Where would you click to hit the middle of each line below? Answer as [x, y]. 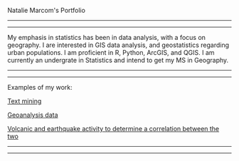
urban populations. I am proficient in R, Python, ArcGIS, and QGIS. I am [111, 52]
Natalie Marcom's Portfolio [46, 10]
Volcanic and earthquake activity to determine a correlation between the [113, 129]
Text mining [25, 101]
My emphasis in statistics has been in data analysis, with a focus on [107, 37]
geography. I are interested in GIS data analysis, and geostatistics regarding [118, 45]
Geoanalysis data [33, 115]
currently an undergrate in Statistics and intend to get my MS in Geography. [118, 60]
